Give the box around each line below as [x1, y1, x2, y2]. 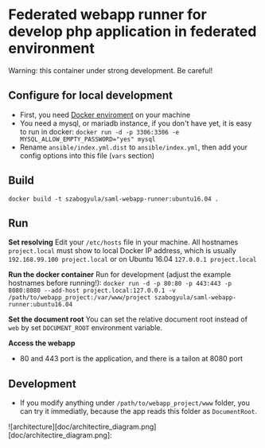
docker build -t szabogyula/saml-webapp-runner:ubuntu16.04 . [8, 195, 219, 203]
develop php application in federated [8, 22, 257, 41]
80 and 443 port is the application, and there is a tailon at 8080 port [19, 354, 244, 364]
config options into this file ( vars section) [19, 150, 155, 160]
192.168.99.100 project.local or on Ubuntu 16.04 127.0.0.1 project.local [8, 255, 257, 264]
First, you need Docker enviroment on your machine [19, 110, 191, 119]
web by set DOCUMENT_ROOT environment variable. [8, 323, 163, 333]
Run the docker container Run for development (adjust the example [8, 270, 232, 279]
